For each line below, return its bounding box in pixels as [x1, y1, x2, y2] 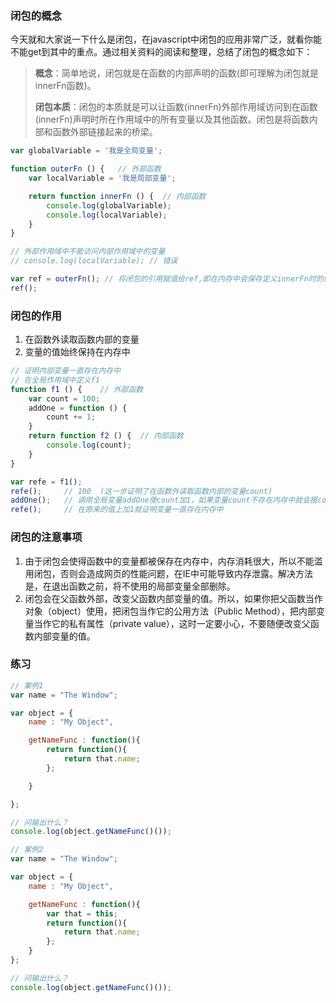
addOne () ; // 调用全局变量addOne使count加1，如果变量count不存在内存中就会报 [10, 495, 318, 506]
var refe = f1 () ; [10, 477, 83, 487]
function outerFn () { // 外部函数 [10, 164, 162, 174]
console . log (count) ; [46, 440, 132, 451]
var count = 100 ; [28, 393, 101, 404]
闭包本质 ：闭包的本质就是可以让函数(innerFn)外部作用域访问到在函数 [34, 101, 318, 113]
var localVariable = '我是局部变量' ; [28, 173, 177, 184]
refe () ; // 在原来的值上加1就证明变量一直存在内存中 [10, 505, 224, 515]
